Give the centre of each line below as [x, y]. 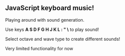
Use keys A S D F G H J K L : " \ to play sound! [52, 29]
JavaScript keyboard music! [50, 8]
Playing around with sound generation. [45, 20]
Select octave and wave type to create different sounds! [63, 39]
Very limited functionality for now [39, 48]
